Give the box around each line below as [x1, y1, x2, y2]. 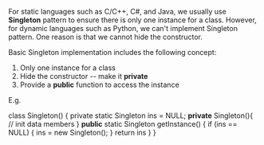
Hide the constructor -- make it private [19, 72, 148, 80]
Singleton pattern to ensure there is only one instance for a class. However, [8, 15, 257, 25]
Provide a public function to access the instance [19, 80, 179, 89]
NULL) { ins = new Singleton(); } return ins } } [8, 127, 157, 137]
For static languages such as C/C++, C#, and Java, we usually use [8, 7, 227, 16]
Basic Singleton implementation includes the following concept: [8, 48, 217, 57]
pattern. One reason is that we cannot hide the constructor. [8, 32, 203, 41]
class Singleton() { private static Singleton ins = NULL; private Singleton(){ [8, 111, 254, 120]
